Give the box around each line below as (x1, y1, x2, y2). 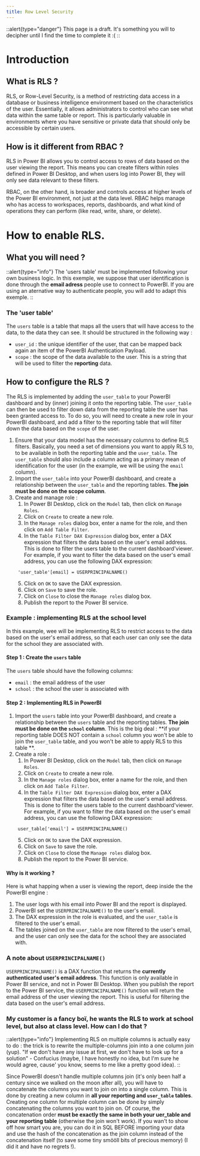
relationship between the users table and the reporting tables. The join (14, 718, 189, 726)
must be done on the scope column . (14, 487, 107, 495)
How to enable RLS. (6, 229, 105, 242)
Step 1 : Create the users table (6, 654, 81, 661)
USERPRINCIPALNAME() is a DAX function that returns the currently (6, 968, 166, 975)
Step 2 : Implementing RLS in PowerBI (6, 699, 102, 706)
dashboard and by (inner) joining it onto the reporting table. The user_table (6, 399, 192, 406)
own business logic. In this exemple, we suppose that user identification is (6, 274, 190, 282)
